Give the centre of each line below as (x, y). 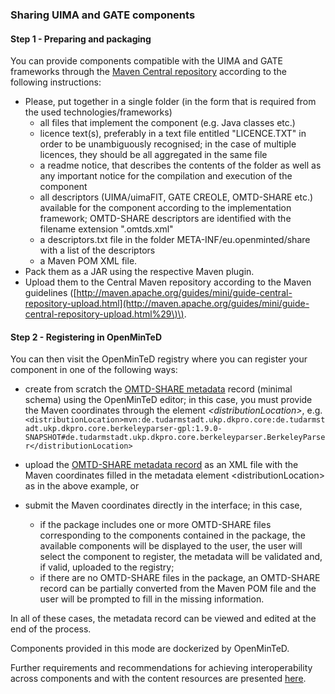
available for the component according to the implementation (165, 208)
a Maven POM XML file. (88, 261)
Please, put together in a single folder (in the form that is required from (170, 102)
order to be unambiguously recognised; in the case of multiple (168, 144)
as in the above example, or (82, 486)
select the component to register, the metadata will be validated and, (181, 557)
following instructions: (56, 82)
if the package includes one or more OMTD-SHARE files (155, 525)
